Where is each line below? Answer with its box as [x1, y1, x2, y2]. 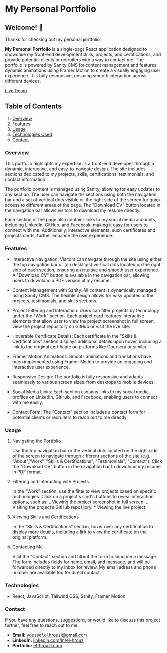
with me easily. [12, 399, 43, 405]
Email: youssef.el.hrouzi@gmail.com [12, 632, 87, 638]
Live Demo [5, 88, 27, 93]
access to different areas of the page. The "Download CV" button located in [5, 202, 161, 208]
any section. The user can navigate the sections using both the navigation [5, 191, 157, 198]
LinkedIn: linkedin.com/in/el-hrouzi [12, 637, 84, 643]
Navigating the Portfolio [12, 438, 61, 444]
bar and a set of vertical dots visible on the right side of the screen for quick [5, 197, 161, 203]
